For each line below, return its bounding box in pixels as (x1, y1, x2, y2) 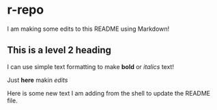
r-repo (7, 2, 44, 18)
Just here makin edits (7, 76, 68, 84)
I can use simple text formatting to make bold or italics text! (7, 62, 174, 70)
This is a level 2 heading (7, 44, 111, 56)
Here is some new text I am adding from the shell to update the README (7, 89, 210, 97)
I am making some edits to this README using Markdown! (7, 25, 170, 33)
